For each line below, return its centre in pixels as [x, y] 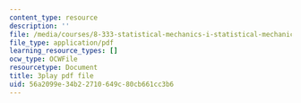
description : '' [39, 26]
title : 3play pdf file [52, 76]
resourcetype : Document [54, 68]
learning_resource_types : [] [64, 51]
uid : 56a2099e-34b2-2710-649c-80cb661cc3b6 [92, 84]
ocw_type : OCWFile [43, 59]
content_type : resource [54, 17]
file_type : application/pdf [62, 43]
